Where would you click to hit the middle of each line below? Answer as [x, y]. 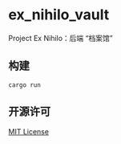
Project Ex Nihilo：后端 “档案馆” [61, 38]
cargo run [25, 85]
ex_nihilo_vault [59, 15]
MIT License [29, 131]
